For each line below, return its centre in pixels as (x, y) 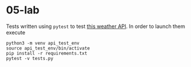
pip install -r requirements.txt (47, 53)
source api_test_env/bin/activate (48, 48)
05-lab (23, 10)
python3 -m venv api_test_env (43, 43)
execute (16, 32)
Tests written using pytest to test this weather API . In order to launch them (95, 26)
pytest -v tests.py (30, 58)
